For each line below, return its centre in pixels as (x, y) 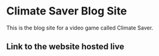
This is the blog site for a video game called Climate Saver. (80, 28)
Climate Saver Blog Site (67, 11)
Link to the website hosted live (65, 47)
